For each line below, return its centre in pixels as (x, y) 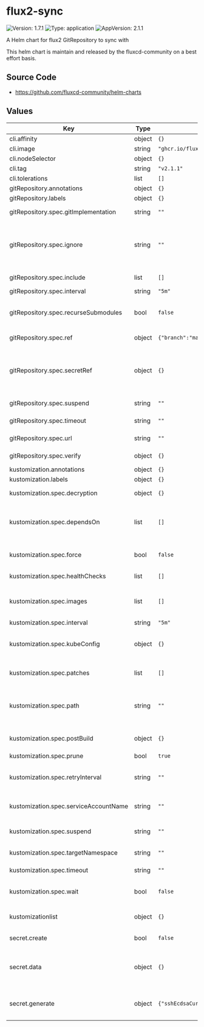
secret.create (28, 938)
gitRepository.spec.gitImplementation (63, 211)
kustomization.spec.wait (44, 891)
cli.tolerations (29, 178)
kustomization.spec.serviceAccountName (69, 806)
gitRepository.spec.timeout (48, 421)
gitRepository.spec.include (48, 277)
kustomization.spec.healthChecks (58, 576)
